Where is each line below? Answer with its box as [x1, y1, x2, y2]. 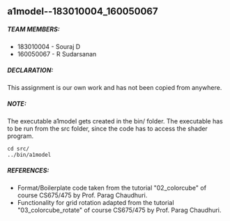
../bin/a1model [7, 151, 52, 159]
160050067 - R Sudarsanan [17, 50, 97, 59]
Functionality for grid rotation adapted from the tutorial [17, 199, 174, 207]
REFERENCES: [7, 166, 49, 174]
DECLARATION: [7, 66, 54, 74]
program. [7, 132, 34, 140]
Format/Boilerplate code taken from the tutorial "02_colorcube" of [17, 184, 207, 192]
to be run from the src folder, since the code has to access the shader [7, 125, 208, 133]
